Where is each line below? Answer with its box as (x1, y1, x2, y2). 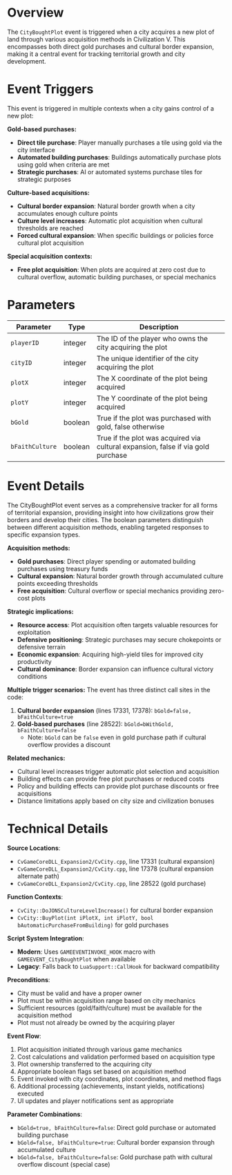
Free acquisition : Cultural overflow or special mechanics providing (17, 586, 208, 595)
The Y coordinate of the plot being (96, 393, 208, 403)
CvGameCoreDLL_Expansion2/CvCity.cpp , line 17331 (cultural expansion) (17, 857, 215, 865)
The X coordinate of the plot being (96, 373, 208, 383)
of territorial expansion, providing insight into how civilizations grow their (7, 508, 214, 517)
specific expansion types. (7, 530, 81, 539)
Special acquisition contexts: (7, 252, 93, 260)
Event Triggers (7, 82, 94, 98)
